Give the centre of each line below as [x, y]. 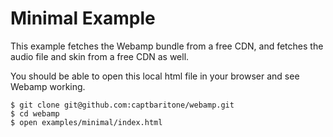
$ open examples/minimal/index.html [86, 122]
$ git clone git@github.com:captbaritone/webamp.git [122, 105]
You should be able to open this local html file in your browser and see [155, 76]
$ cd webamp [35, 113]
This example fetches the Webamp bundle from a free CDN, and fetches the [167, 46]
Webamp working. [48, 86]
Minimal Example [83, 18]
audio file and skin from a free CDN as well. [100, 56]
